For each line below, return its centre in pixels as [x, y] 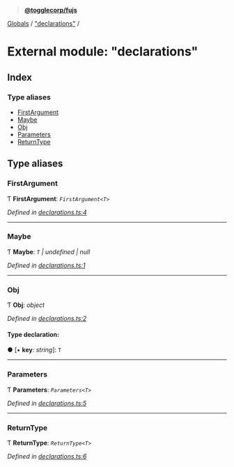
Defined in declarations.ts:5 [47, 403]
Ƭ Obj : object [26, 305]
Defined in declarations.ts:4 [47, 212]
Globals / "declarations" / [44, 23]
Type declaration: [33, 334]
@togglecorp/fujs [51, 10]
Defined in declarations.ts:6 [47, 456]
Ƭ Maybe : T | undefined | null [49, 252]
